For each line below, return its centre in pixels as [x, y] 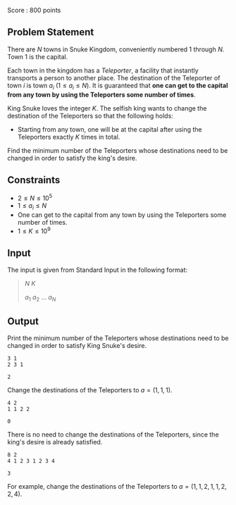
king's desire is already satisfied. [55, 442]
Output [23, 321]
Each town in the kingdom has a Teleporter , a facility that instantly [103, 70]
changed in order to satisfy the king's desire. [72, 158]
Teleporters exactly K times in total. [69, 137]
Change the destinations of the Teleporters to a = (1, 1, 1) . [90, 389]
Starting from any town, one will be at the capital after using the [110, 129]
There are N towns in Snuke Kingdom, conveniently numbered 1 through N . [116, 49]
